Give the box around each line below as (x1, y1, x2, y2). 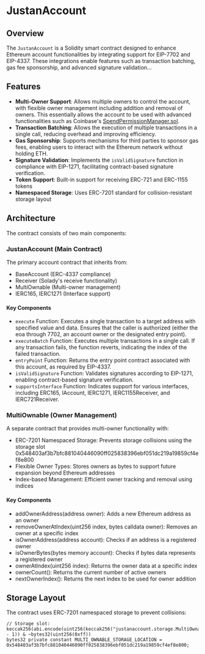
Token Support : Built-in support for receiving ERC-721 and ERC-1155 (15, 176, 188, 183)
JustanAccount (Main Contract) (6, 244, 103, 253)
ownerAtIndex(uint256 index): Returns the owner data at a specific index (15, 562, 198, 569)
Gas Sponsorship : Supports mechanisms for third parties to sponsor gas (15, 137, 199, 144)
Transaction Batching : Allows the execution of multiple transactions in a (15, 124, 197, 131)
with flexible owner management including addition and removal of (15, 104, 183, 111)
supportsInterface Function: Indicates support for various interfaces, (15, 383, 189, 390)
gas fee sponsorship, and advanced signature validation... (6, 64, 152, 71)
